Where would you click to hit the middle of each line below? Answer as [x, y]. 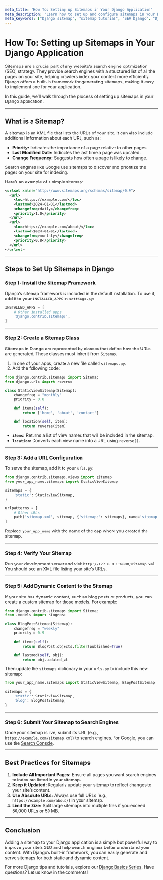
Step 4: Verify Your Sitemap [38, 553]
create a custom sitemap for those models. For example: [61, 602]
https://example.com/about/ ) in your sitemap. [58, 800]
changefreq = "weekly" [37, 629]
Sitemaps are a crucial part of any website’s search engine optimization [76, 66]
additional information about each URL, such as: [53, 138]
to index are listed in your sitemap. [46, 780]
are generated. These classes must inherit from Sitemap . [61, 354]
